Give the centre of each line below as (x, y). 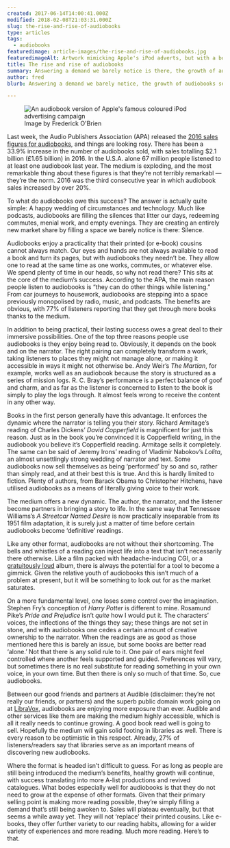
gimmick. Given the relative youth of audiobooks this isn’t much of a (103, 573)
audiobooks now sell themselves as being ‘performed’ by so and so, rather (112, 466)
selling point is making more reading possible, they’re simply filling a (103, 802)
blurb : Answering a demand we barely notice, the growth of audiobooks (111, 84)
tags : (15, 39)
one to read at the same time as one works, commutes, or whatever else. (110, 265)
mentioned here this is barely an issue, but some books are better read (107, 645)
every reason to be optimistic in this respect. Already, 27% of (93, 738)
